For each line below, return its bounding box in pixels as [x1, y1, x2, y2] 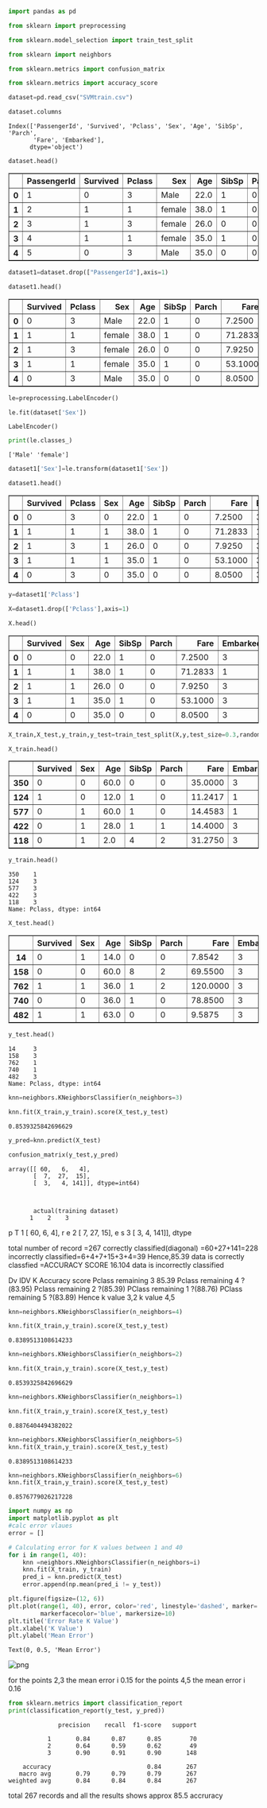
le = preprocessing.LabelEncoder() [8, 394, 119, 402]
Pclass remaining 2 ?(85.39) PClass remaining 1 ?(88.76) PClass [34, 1284, 243, 1293]
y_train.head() [8, 856, 59, 865]
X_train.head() [8, 745, 59, 753]
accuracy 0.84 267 [22, 1763, 197, 1771]
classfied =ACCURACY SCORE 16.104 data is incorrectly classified [8, 1260, 225, 1269]
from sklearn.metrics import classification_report [8, 1699, 183, 1708]
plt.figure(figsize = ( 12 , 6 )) [8, 1595, 105, 1603]
